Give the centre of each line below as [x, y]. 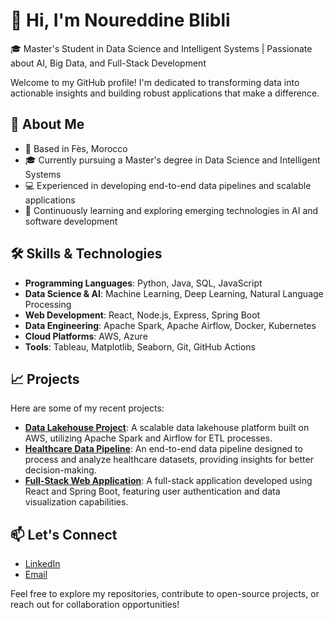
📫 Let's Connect [64, 534]
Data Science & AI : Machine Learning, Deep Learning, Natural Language [174, 293]
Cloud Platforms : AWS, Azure [86, 336]
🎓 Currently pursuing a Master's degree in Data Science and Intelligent [172, 160]
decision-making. [60, 470]
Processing [48, 304]
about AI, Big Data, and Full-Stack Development [108, 63]
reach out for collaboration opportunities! [95, 605]
